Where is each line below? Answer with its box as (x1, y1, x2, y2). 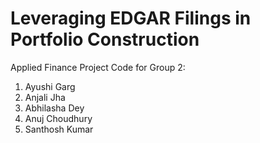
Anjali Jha (24, 91, 66, 103)
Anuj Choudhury (24, 112, 93, 124)
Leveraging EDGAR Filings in (10, 7, 252, 30)
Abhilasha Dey (24, 102, 85, 114)
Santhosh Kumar (24, 123, 94, 135)
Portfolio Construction (10, 28, 200, 51)
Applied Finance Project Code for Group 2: (10, 61, 186, 73)
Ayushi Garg (24, 80, 76, 92)
